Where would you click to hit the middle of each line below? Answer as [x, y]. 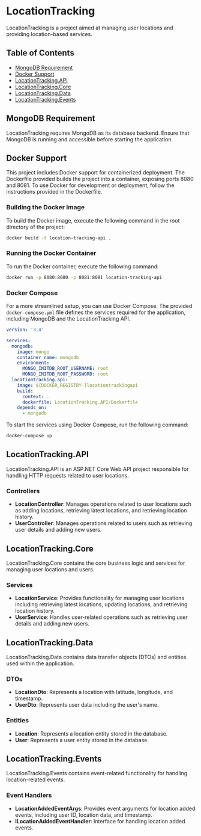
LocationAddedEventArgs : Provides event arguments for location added [105, 808]
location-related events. [36, 779]
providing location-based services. [49, 34]
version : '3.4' [25, 330]
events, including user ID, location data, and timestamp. [83, 815]
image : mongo [33, 352]
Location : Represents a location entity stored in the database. [91, 733]
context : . [36, 396]
